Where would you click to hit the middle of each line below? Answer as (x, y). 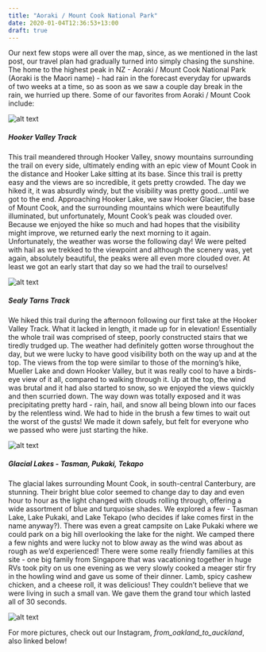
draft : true (28, 30)
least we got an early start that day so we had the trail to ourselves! (118, 267)
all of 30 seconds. (38, 602)
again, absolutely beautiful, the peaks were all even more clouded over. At (129, 258)
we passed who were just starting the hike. (78, 430)
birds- (247, 371)
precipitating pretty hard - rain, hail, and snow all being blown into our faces (132, 405)
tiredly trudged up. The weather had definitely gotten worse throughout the (131, 345)
